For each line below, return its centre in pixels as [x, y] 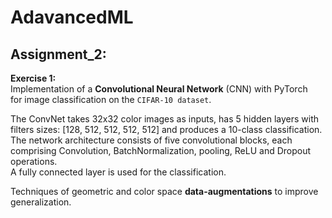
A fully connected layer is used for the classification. [118, 172]
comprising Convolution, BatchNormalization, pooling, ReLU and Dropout [161, 150]
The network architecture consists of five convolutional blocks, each [151, 140]
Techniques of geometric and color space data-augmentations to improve [164, 191]
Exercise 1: [33, 78]
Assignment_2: [58, 54]
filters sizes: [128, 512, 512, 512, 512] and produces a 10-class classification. [166, 129]
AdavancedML [72, 17]
